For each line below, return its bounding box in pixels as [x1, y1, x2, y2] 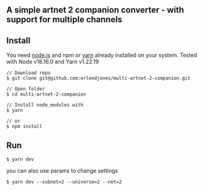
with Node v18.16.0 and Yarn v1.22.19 [6, 58, 99, 66]
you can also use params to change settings [6, 167, 118, 174]
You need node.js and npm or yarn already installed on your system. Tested [6, 51, 197, 59]
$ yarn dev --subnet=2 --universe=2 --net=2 [6, 179, 122, 185]
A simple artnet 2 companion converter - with [6, 5, 185, 15]
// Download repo [6, 70, 51, 76]
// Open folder [6, 86, 45, 92]
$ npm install [6, 124, 43, 130]
